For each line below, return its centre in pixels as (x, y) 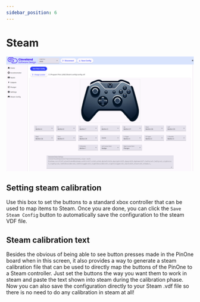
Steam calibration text (48, 240)
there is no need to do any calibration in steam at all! (70, 292)
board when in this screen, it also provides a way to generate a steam (91, 261)
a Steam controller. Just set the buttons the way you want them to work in (97, 273)
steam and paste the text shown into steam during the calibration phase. (95, 280)
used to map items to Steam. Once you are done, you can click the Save (94, 208)
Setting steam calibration (54, 188)
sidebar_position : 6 (32, 13)
